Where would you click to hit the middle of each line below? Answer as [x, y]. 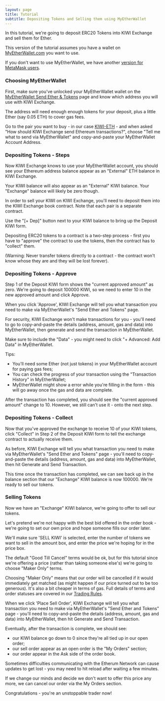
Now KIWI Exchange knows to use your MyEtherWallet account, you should [82, 166]
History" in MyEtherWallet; [39, 380]
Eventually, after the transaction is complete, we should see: [66, 628]
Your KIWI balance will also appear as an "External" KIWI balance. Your [77, 185]
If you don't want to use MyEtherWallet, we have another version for [74, 63]
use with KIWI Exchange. [30, 102]
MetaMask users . [23, 68]
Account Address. [23, 142]
